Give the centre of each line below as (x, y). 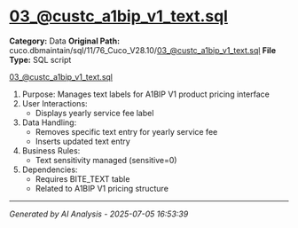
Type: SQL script (40, 59)
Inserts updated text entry (82, 141)
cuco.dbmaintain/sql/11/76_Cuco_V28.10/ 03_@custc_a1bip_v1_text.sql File (143, 50)
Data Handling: (49, 122)
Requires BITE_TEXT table (82, 178)
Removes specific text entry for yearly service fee (126, 131)
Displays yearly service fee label (94, 113)
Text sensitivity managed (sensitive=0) (106, 160)
